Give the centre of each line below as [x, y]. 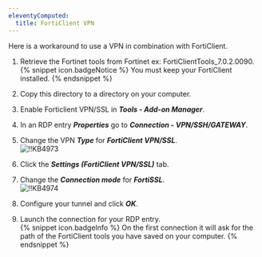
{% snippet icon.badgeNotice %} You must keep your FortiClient [126, 69]
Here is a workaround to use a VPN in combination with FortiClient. [118, 45]
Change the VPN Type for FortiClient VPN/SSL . [99, 140]
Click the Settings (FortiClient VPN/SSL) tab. [94, 164]
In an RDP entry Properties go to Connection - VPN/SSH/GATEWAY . [134, 125]
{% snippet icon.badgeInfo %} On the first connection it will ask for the [137, 227]
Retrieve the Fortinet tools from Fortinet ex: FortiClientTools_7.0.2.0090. [137, 61]
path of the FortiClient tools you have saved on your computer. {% [129, 235]
